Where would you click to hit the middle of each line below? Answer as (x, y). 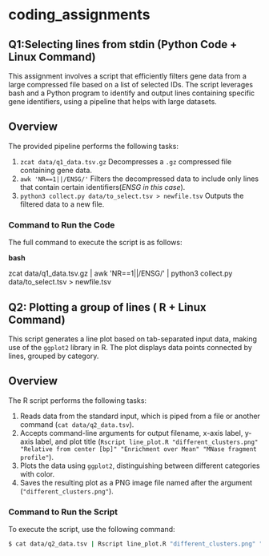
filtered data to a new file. (62, 204)
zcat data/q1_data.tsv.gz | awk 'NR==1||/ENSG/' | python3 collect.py (120, 273)
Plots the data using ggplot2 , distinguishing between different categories (140, 465)
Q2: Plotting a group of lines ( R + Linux (107, 307)
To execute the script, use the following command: (92, 530)
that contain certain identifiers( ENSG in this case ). (102, 187)
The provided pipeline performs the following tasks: (93, 146)
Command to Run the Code (62, 224)
